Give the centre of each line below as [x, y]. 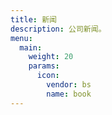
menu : [21, 38]
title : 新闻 [33, 19]
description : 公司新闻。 [58, 29]
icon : [48, 76]
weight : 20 [51, 57]
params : [44, 66]
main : [31, 47]
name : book [69, 94]
